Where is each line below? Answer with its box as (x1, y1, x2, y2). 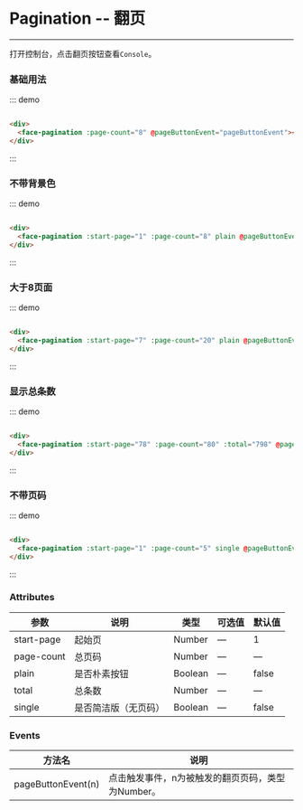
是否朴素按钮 (74, 667, 129, 680)
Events (9, 729, 41, 741)
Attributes (9, 591, 55, 604)
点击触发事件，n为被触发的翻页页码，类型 (107, 772, 286, 785)
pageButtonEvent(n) (14, 778, 100, 791)
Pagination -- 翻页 (9, 8, 146, 29)
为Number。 (107, 786, 161, 798)
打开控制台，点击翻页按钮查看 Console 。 (9, 48, 157, 59)
